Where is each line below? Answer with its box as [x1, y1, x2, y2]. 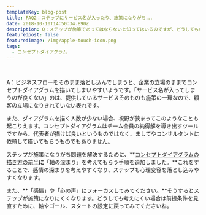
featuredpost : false [6, 32, 59, 38]
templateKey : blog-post [6, 9, 67, 15]
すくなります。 [6, 173, 44, 181]
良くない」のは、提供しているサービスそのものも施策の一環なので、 [22, 93, 194, 101]
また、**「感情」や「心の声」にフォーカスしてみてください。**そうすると [6, 187, 194, 194]
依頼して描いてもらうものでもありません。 [6, 138, 113, 145]
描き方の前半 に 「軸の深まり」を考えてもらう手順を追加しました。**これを [6, 158, 194, 166]
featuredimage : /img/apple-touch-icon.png [6, 37, 116, 44]
